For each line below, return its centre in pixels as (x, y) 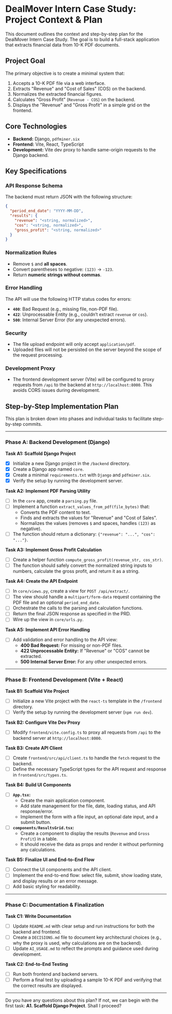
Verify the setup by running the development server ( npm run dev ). (83, 712)
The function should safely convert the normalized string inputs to (82, 565)
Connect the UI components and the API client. (62, 870)
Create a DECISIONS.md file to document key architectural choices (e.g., (87, 937)
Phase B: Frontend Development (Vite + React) (64, 680)
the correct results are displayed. (48, 986)
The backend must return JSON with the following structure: (69, 197)
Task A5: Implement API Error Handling (48, 630)
